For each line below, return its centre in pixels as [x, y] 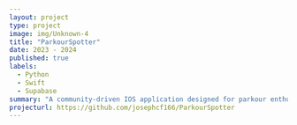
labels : [23, 67]
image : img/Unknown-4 [49, 33]
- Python [33, 75]
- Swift [31, 83]
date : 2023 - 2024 [43, 50]
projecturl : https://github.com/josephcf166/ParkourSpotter [122, 107]
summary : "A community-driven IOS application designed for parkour [138, 99]
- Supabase [37, 91]
